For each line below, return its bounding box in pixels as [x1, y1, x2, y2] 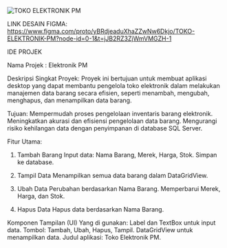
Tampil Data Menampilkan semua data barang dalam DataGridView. [17, 172, 208, 179]
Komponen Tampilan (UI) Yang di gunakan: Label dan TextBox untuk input [7, 218, 216, 227]
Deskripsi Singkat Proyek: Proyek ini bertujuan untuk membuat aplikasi [7, 74, 208, 82]
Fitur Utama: [7, 137, 43, 146]
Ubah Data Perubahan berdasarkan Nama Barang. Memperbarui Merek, [17, 185, 221, 192]
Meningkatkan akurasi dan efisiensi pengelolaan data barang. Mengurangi [7, 117, 217, 125]
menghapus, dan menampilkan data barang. [7, 96, 132, 104]
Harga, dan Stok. [17, 192, 65, 200]
